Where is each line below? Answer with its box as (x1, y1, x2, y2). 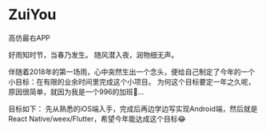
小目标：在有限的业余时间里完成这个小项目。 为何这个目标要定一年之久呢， (8, 77, 256, 86)
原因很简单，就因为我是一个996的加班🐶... (8, 86, 145, 97)
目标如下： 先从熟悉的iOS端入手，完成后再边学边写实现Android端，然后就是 (8, 104, 258, 113)
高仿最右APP (8, 33, 50, 42)
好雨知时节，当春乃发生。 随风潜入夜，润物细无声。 (8, 50, 178, 59)
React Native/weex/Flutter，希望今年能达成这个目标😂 (8, 113, 186, 123)
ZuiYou (8, 6, 57, 24)
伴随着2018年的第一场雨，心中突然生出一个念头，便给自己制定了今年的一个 (8, 66, 256, 77)
